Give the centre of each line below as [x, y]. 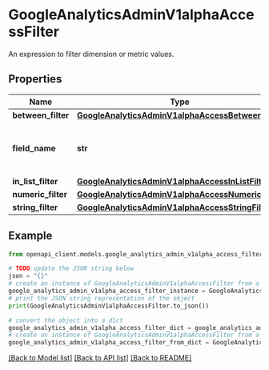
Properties [35, 79]
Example [30, 236]
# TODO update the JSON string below [71, 269]
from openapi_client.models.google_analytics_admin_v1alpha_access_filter [136, 254]
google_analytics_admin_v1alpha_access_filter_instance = [107, 291]
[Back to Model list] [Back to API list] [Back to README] [100, 358]
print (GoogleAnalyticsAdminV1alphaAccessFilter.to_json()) [109, 306]
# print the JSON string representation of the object [102, 298]
